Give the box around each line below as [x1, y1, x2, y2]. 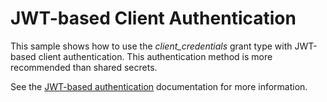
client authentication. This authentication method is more [38, 50, 273, 62]
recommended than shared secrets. [10, 61, 158, 73]
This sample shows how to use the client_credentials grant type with [10, 40, 293, 52]
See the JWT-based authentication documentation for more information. [10, 80, 308, 92]
